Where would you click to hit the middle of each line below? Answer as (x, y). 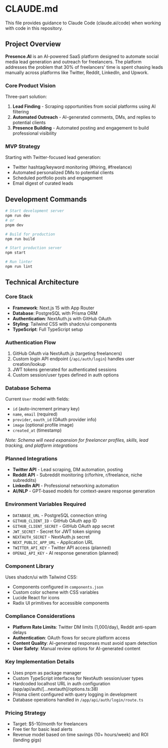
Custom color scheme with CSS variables (55, 592)
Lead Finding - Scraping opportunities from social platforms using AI (84, 106)
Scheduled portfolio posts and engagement (58, 178)
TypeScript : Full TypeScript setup (48, 329)
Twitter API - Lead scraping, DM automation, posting (68, 470)
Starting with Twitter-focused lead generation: (53, 157)
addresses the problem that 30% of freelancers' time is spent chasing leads (84, 67)
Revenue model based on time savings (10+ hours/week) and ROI (80, 734)
